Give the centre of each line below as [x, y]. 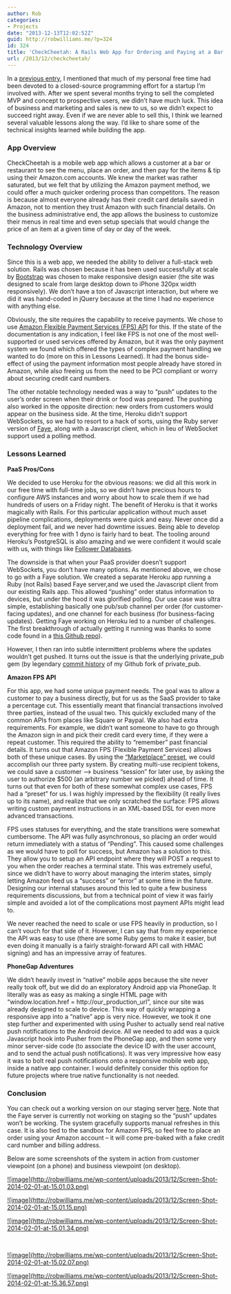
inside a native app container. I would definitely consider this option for [108, 1068]
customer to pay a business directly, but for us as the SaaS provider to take [114, 698]
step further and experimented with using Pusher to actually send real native [116, 1024]
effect [16, 363]
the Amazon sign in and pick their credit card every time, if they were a [108, 735]
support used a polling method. [52, 436]
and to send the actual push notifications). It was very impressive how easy [114, 1053]
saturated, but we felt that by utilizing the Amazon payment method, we [109, 185]
